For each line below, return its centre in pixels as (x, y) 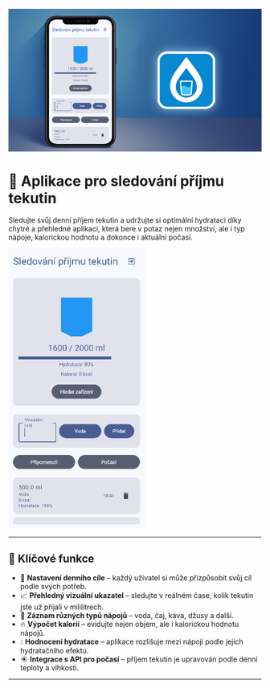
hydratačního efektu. (54, 651)
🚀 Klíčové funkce (51, 558)
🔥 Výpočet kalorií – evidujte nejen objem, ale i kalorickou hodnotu (129, 625)
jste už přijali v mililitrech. (62, 607)
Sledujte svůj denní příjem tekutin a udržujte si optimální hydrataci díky (125, 220)
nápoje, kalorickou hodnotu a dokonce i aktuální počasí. (100, 237)
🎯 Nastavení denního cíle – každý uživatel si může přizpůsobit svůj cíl (136, 578)
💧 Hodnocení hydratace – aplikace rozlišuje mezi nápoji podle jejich (131, 642)
